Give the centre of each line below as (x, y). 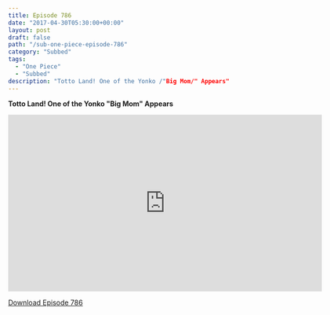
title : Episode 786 (40, 15)
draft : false (29, 37)
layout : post (29, 30)
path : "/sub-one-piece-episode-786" (68, 45)
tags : (17, 60)
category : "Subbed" (40, 52)
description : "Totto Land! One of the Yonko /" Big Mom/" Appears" (119, 81)
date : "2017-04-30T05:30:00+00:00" (66, 23)
